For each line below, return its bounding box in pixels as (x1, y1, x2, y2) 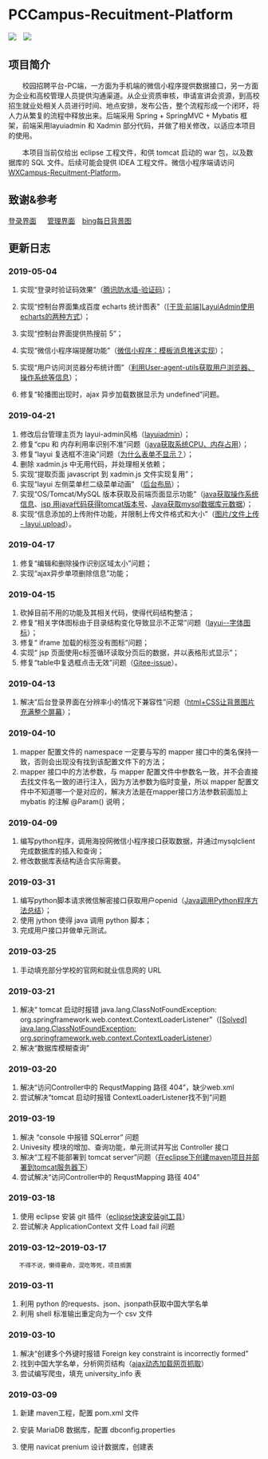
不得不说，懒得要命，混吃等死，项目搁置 (18, 1262, 132, 1270)
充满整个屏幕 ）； (19, 708, 73, 717)
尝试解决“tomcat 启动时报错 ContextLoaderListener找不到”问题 (19, 1093, 227, 1102)
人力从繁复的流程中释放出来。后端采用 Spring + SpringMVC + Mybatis (8, 110, 239, 120)
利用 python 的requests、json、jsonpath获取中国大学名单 (19, 1299, 209, 1309)
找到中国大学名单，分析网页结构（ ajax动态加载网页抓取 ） (19, 1358, 209, 1368)
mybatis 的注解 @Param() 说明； (19, 796, 128, 806)
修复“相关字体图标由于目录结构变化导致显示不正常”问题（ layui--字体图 (19, 618, 251, 628)
